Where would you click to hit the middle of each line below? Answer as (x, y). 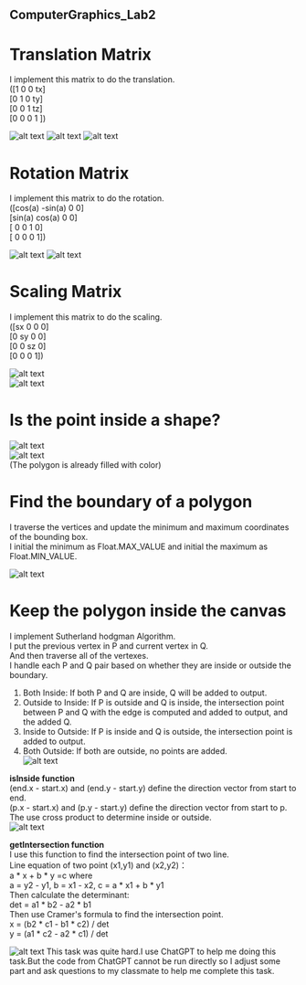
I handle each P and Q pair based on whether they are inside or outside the (151, 665)
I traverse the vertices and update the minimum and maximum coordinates (149, 527)
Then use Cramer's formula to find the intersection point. (116, 915)
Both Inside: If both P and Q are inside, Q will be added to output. (145, 693)
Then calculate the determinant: (69, 895)
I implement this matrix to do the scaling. (86, 317)
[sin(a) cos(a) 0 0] (43, 217)
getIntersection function (57, 845)
